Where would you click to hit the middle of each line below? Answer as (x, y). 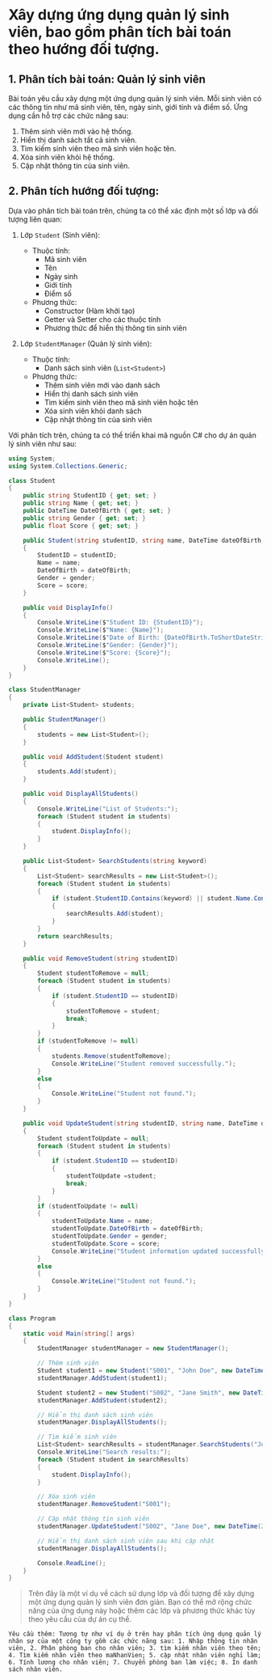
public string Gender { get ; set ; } (85, 518)
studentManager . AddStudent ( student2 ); (102, 1400)
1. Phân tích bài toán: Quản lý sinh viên (107, 79)
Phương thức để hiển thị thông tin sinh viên (115, 328)
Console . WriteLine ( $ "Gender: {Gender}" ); (108, 645)
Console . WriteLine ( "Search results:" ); (104, 1452)
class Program (32, 1318)
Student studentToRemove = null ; (94, 973)
